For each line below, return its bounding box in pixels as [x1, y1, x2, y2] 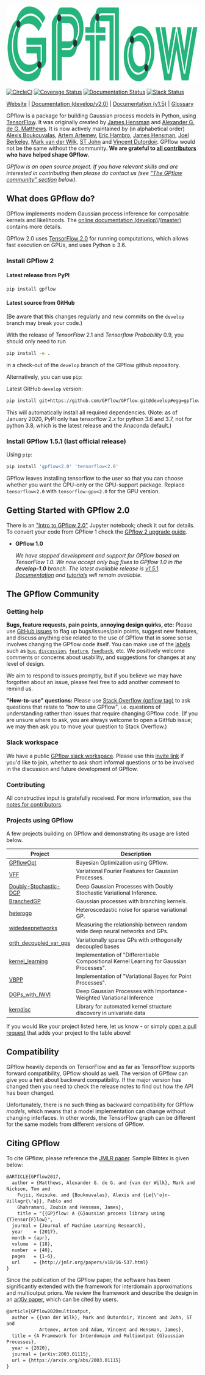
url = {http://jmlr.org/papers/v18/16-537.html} [12, 1259, 149, 1265]
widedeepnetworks [9, 924, 58, 931]
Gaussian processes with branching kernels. [76, 897, 187, 904]
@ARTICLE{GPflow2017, [6, 1174, 62, 1180]
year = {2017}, [12, 1229, 59, 1235]
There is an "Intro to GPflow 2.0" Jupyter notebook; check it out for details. [6, 521, 195, 529]
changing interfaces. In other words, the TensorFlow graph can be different [6, 1114, 196, 1121]
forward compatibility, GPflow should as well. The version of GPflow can [6, 1070, 188, 1077]
